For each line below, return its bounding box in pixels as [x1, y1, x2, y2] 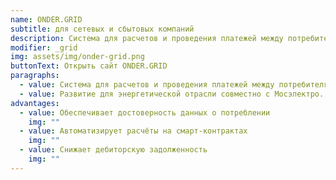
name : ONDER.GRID [10, 14, 83, 25]
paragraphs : [10, 71, 60, 81]
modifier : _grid [10, 42, 78, 53]
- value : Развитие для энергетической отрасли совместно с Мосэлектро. [19, 89, 325, 99]
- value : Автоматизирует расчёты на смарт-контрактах [19, 126, 248, 136]
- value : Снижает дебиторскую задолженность [19, 145, 208, 155]
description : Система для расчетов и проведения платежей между [10, 33, 284, 43]
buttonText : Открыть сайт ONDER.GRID [10, 61, 168, 71]
